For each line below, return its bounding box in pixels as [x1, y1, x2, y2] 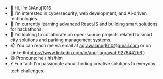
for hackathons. [10, 26, 43, 32]
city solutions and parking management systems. [10, 37, 112, 43]
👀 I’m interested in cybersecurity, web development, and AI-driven [10, 10, 147, 16]
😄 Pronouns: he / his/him [10, 55, 63, 61]
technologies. [10, 16, 39, 21]
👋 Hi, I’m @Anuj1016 [10, 5, 52, 11]
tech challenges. [10, 68, 45, 74]
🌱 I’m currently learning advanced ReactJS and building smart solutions [10, 21, 158, 27]
